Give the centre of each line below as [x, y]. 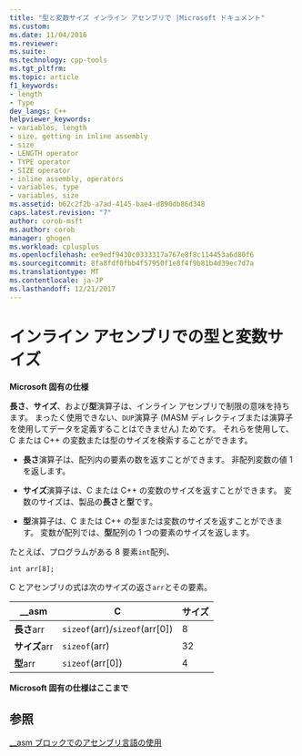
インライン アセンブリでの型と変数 [139, 337]
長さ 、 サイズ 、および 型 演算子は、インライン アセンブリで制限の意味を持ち [150, 405]
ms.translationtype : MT [55, 272]
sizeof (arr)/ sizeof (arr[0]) [118, 628]
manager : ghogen [40, 238]
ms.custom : [30, 26]
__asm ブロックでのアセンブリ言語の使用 [86, 742]
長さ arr [30, 629]
